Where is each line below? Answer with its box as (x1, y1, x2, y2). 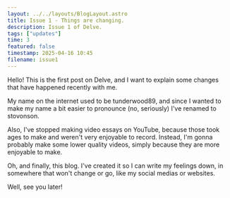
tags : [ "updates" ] (7, 30, 61, 37)
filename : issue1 (7, 56, 59, 63)
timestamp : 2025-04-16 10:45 (7, 50, 93, 57)
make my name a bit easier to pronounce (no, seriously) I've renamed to (7, 104, 217, 113)
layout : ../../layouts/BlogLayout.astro (7, 10, 128, 18)
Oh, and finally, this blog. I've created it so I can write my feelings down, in (7, 161, 224, 170)
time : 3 (7, 37, 30, 44)
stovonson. (7, 111, 40, 120)
